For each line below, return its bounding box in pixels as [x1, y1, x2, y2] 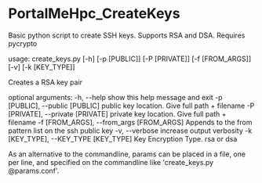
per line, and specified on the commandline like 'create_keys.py [8, 157, 214, 167]
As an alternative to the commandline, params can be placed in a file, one [8, 149, 246, 159]
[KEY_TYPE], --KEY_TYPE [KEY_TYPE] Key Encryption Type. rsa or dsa [8, 134, 238, 143]
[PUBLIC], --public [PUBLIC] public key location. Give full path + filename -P [8, 101, 255, 110]
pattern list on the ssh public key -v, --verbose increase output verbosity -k [8, 126, 253, 135]
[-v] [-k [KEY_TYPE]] [8, 62, 76, 71]
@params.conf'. [8, 166, 60, 175]
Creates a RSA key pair [8, 77, 83, 87]
